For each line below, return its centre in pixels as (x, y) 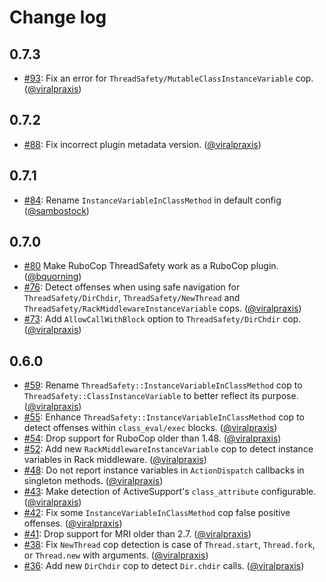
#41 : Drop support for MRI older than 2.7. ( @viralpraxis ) (137, 534)
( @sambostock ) (56, 210)
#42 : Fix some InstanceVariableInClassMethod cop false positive (157, 513)
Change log (58, 17)
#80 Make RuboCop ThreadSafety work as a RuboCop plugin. (151, 266)
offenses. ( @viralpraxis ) (73, 523)
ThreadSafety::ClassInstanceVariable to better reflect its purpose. (161, 396)
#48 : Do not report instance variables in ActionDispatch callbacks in (164, 470)
